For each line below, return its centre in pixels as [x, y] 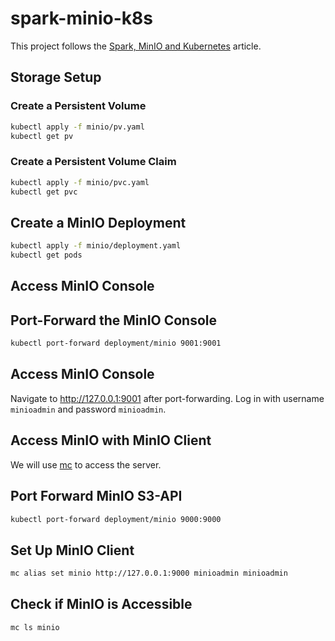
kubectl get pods [46, 255]
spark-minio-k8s [82, 18]
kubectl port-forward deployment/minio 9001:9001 [116, 343]
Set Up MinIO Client [72, 550]
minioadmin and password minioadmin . [88, 409]
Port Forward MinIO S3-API [96, 496]
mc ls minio [35, 627]
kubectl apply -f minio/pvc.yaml [80, 182]
